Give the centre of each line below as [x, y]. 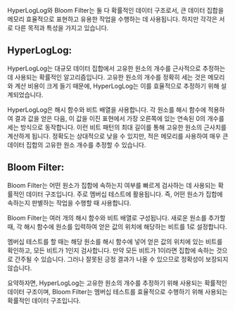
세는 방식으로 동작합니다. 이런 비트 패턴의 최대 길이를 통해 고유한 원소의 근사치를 [117, 127]
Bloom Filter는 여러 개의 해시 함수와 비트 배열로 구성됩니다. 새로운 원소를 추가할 [116, 217]
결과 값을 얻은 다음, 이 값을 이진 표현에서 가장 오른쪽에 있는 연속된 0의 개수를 [120, 118]
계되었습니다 [25, 94]
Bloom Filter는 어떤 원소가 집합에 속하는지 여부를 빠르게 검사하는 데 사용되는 [112, 185]
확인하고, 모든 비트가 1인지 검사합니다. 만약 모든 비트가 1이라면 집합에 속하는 [111, 250]
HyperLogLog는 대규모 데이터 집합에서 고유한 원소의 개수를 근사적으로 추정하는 [116, 68]
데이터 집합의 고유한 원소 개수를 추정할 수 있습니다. [77, 145]
